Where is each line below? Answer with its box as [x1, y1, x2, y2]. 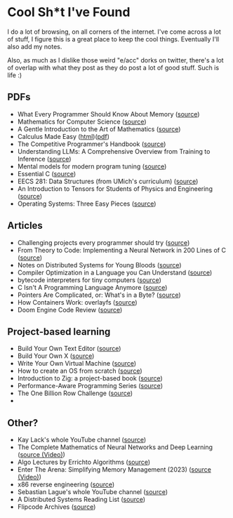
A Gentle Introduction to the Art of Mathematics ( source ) [17, 124, 181, 133]
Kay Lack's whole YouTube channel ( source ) [17, 436, 147, 444]
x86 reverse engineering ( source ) [17, 480, 115, 489]
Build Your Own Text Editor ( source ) [17, 345, 121, 353]
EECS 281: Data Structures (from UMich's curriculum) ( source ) [17, 177, 199, 185]
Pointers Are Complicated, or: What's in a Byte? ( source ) [17, 291, 181, 299]
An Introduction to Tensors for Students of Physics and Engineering [17, 184, 213, 193]
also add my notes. [7, 42, 62, 51]
